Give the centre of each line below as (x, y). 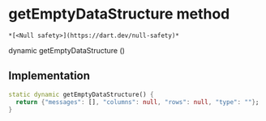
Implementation (49, 76)
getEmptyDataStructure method (119, 14)
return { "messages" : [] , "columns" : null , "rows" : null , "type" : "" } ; (137, 102)
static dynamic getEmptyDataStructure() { (81, 94)
